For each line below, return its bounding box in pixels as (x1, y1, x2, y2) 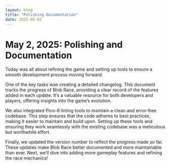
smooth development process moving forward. (5, 72, 103, 78)
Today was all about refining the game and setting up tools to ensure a (5, 67, 153, 73)
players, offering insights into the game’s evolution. (5, 97, 112, 104)
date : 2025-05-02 (5, 17, 42, 22)
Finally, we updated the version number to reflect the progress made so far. (5, 139, 163, 145)
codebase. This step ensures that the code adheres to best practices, (5, 113, 151, 119)
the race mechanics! (5, 155, 48, 161)
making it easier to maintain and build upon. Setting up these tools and (5, 118, 153, 124)
